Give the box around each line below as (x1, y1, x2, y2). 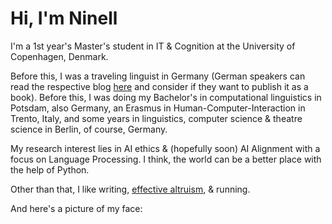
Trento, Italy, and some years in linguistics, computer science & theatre (10, 112, 303, 124)
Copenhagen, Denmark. (10, 50, 109, 62)
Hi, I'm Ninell (10, 7, 118, 30)
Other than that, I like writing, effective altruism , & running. (10, 183, 251, 195)
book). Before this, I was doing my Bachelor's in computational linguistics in (10, 91, 322, 103)
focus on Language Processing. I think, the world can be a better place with (10, 153, 322, 165)
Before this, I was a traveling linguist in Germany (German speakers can (10, 70, 306, 82)
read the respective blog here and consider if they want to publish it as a (10, 80, 309, 92)
